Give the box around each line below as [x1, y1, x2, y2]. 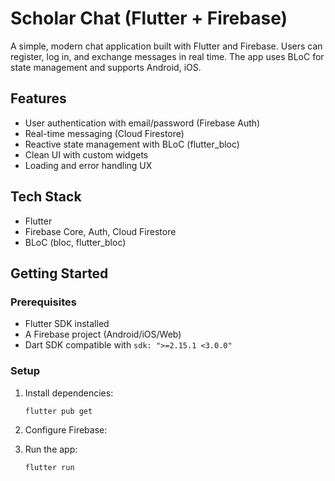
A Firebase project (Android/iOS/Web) [24, 328, 182, 341]
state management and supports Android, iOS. [10, 61, 202, 73]
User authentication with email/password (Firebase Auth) [24, 117, 261, 129]
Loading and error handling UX [24, 159, 153, 171]
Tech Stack [10, 188, 82, 206]
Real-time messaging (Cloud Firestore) [24, 127, 185, 139]
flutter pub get [24, 406, 93, 416]
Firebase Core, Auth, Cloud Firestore [24, 225, 177, 237]
